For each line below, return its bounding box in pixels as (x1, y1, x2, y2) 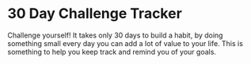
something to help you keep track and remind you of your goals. (7, 47, 217, 56)
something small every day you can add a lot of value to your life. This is (7, 38, 243, 48)
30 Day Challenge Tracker (7, 5, 183, 23)
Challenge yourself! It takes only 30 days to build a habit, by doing (7, 30, 223, 40)
